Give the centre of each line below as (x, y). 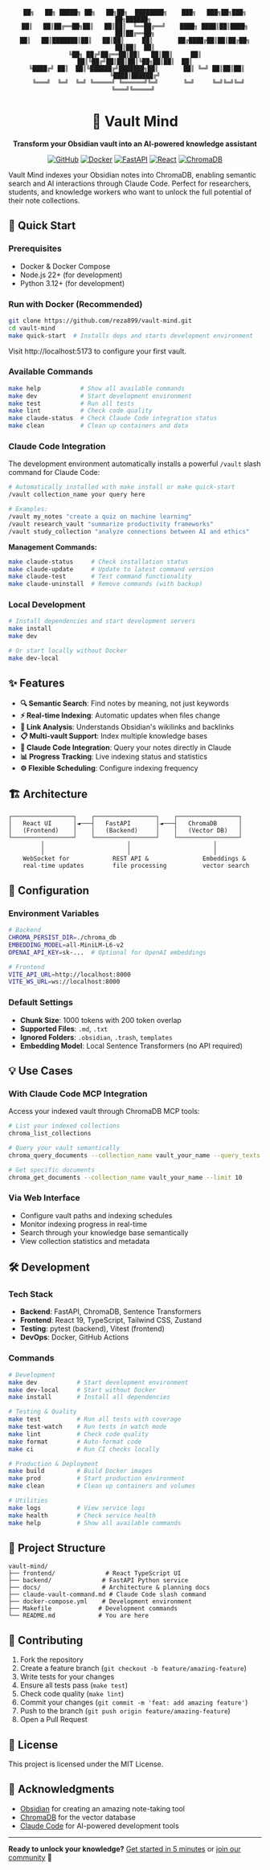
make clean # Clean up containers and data (98, 426)
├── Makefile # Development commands (93, 1609)
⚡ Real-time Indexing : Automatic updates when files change (120, 715)
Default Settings (41, 1003)
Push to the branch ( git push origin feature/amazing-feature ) (125, 1711)
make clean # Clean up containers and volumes (102, 1486)
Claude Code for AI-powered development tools (99, 1826)
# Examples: (28, 509)
